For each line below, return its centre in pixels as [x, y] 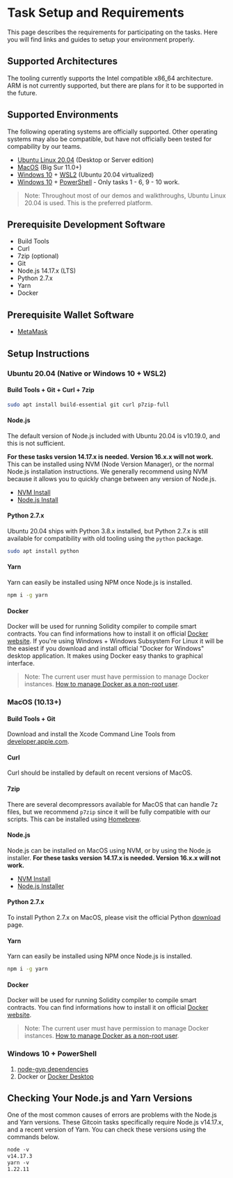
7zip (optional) [38, 256]
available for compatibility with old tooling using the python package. [105, 538]
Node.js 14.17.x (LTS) [47, 271]
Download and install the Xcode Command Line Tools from [91, 734]
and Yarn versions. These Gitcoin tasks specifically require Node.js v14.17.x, [115, 1122]
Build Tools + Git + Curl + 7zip [51, 390]
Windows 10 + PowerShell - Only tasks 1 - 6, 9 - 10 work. [98, 181]
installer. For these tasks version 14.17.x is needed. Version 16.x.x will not [114, 857]
